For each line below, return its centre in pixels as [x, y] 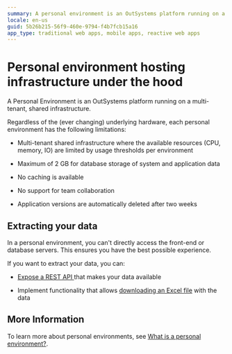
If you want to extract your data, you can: [66, 263]
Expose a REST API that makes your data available [89, 277]
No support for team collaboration [66, 191]
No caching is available [50, 177]
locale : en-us [28, 20]
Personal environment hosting [96, 67]
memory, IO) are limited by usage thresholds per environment [105, 151]
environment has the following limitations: [67, 130]
